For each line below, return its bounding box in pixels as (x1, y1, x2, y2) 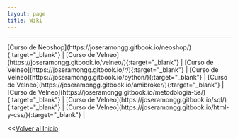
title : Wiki (7, 17, 42, 24)
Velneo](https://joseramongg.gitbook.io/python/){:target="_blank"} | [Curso (7, 73, 228, 81)
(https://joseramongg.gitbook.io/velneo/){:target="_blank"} (7, 58, 179, 66)
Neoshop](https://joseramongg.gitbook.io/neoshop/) (38, 43, 192, 52)
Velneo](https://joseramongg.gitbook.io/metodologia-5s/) (38, 87, 206, 96)
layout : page (7, 10, 46, 18)
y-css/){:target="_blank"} (7, 110, 81, 119)
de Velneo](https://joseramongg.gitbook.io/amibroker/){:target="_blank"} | (7, 80, 225, 89)
